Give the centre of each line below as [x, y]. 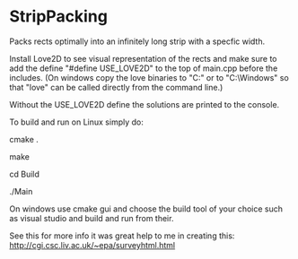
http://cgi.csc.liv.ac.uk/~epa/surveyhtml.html [92, 245]
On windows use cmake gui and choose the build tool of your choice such [146, 209]
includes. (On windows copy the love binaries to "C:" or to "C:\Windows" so [149, 77]
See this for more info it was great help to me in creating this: [122, 236]
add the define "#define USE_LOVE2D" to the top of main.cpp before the [144, 68]
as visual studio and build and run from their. [92, 218]
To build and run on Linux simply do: [76, 122]
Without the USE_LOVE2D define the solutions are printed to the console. [145, 104]
